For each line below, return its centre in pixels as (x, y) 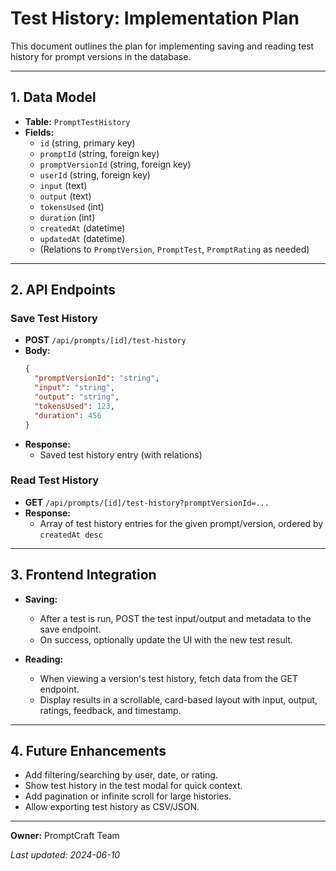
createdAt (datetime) (82, 228)
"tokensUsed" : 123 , (75, 406)
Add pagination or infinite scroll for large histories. (128, 796)
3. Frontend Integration (83, 575)
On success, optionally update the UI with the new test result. (166, 639)
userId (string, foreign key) (95, 174)
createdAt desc (71, 535)
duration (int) (67, 217)
